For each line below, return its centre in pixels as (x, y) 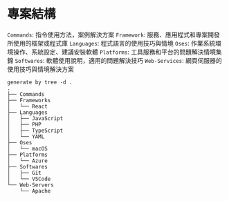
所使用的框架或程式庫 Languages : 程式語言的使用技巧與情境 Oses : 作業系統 (111, 43)
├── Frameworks (29, 100)
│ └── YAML (26, 136)
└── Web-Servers (30, 185)
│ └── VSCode (29, 179)
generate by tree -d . (40, 82)
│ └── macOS (28, 149)
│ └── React (28, 106)
